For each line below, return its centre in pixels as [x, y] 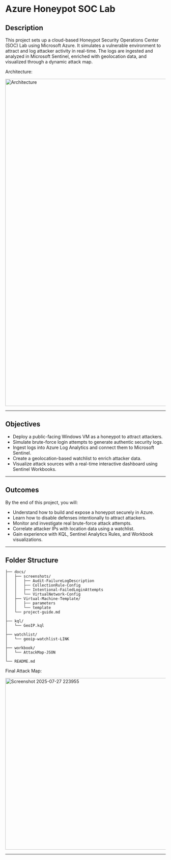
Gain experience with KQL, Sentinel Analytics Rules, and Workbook [83, 534]
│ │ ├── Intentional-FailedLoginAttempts [54, 590]
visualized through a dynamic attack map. [49, 62]
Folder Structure [32, 560]
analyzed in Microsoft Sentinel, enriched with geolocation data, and [76, 56]
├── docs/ [16, 572]
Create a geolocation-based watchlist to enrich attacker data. [77, 458]
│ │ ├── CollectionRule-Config [43, 585]
